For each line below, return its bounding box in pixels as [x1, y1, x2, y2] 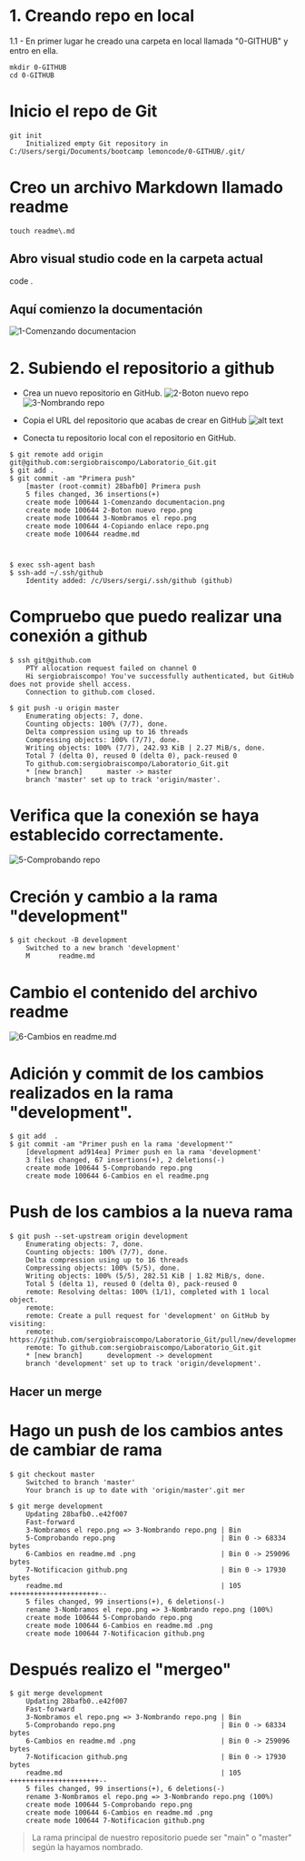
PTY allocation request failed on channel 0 [25, 663, 197, 673]
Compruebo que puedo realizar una [9, 606, 283, 627]
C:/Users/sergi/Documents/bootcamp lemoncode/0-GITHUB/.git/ [9, 146, 246, 156]
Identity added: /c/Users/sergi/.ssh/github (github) [25, 576, 233, 585]
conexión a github [9, 625, 148, 646]
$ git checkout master [9, 1470, 95, 1479]
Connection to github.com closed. [25, 688, 156, 697]
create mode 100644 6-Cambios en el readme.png [25, 1172, 209, 1181]
